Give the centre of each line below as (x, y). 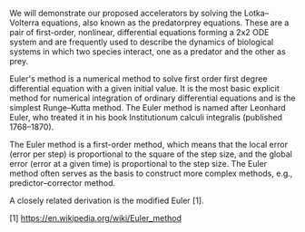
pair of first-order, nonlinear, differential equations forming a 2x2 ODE (139, 32)
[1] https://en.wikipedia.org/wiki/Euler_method (96, 218)
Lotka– (256, 13)
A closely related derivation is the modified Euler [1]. (107, 200)
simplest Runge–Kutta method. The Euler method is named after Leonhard (148, 107)
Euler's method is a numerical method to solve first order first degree (138, 79)
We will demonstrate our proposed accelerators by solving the (126, 13)
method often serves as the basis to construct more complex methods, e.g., (151, 173)
